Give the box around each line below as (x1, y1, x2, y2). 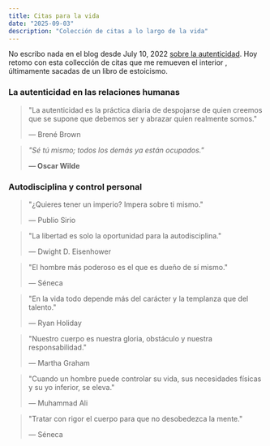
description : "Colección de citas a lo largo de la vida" (8, 27, 208, 35)
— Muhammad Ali (28, 398, 88, 408)
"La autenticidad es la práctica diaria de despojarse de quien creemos (28, 105, 263, 114)
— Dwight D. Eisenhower (28, 247, 112, 256)
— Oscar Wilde (28, 161, 80, 170)
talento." (28, 302, 57, 312)
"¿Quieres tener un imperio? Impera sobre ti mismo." (28, 199, 204, 209)
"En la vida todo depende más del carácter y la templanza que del (28, 294, 249, 303)
